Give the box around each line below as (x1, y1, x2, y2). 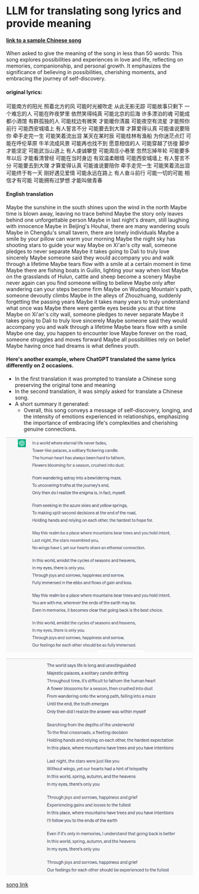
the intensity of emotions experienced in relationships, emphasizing (23, 413, 189, 420)
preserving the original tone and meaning (14, 382, 116, 389)
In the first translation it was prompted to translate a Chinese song (14, 375, 176, 382)
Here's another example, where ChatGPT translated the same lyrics (6, 355, 176, 363)
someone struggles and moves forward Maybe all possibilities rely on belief (6, 336, 191, 343)
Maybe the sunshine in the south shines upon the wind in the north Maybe (6, 203, 187, 211)
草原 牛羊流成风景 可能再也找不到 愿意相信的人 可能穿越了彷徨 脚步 (26, 139, 190, 146)
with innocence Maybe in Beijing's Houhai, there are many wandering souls (6, 222, 190, 229)
